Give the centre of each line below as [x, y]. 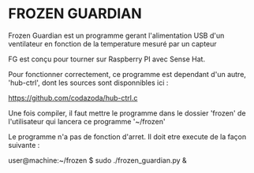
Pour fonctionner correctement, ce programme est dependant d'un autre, [127, 74]
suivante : [24, 145]
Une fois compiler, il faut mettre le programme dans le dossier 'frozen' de [127, 113]
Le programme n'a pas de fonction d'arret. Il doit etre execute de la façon [127, 136]
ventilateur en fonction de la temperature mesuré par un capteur [112, 43]
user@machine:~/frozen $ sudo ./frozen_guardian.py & [97, 160]
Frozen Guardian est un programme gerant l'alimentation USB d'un [116, 35]
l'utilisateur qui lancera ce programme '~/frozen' [87, 121]
